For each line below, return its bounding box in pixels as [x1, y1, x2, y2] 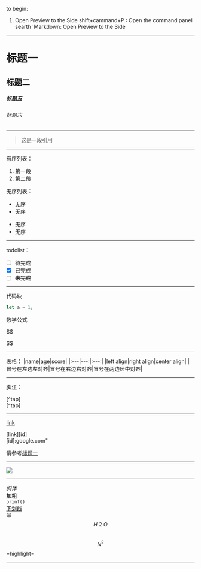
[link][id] [6, 431, 28, 438]
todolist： [6, 247, 30, 254]
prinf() [6, 499, 26, 505]
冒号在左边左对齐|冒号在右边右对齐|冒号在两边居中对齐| [6, 365, 142, 373]
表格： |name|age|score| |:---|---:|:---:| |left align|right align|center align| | [6, 358, 190, 365]
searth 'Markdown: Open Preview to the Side [14, 23, 126, 30]
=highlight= [6, 550, 35, 557]
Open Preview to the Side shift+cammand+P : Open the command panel [14, 17, 193, 23]
